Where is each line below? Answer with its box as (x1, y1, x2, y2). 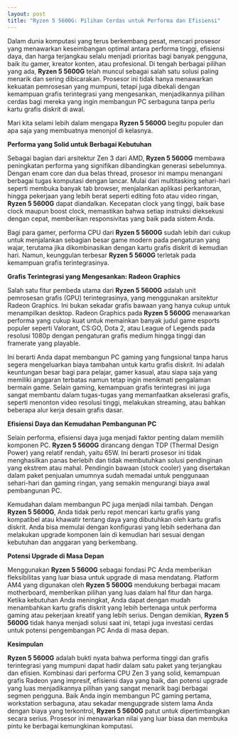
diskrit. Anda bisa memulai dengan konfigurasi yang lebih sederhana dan (7, 523, 221, 531)
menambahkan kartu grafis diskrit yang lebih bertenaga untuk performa (7, 603, 217, 612)
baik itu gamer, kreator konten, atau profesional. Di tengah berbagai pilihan (7, 59, 226, 68)
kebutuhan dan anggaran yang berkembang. (7, 538, 138, 546)
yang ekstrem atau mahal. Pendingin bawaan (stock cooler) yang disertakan (7, 464, 230, 472)
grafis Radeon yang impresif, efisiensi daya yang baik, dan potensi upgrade (7, 676, 228, 684)
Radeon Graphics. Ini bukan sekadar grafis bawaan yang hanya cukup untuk (7, 300, 231, 310)
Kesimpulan (7, 639, 44, 648)
